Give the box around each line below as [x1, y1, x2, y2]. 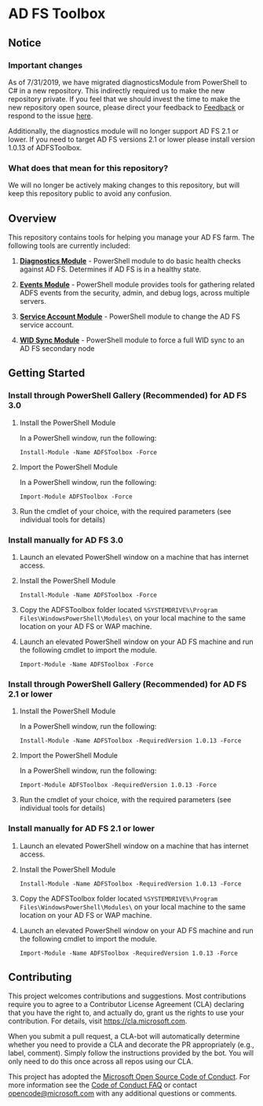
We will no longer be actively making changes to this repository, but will [8, 180, 240, 190]
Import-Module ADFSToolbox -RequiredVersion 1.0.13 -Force [19, 781, 217, 790]
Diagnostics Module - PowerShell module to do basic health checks [19, 256, 241, 265]
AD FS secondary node [19, 343, 96, 353]
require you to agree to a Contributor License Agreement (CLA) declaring [8, 1000, 245, 1009]
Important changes [8, 60, 83, 71]
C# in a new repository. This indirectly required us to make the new [8, 86, 225, 95]
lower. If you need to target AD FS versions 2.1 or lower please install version [8, 135, 255, 144]
